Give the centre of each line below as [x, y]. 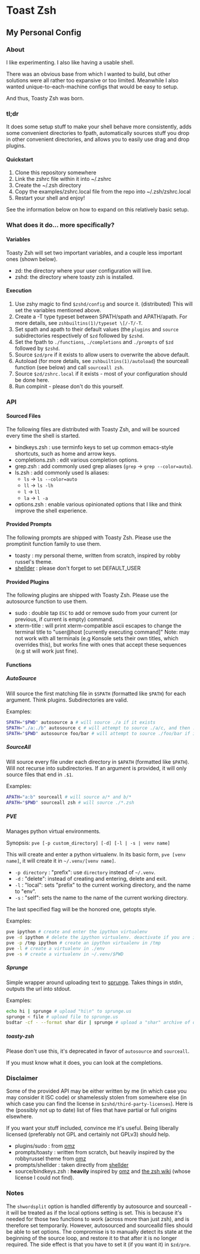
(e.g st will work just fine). [46, 651]
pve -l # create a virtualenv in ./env [56, 948]
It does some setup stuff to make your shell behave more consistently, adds [99, 127]
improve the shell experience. [51, 511]
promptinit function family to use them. [54, 544]
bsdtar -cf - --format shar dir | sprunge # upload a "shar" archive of [98, 1023]
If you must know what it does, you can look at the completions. [84, 1063]
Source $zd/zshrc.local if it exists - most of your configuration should [101, 373]
